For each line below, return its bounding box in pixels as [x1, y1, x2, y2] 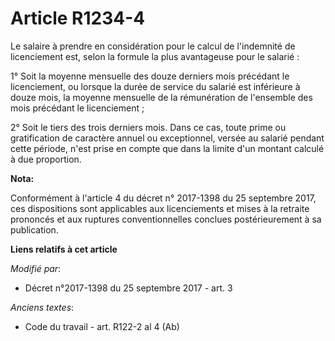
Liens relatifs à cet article [10, 243, 118, 255]
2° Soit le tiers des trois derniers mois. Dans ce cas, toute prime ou [10, 121, 287, 133]
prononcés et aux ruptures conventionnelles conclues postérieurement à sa [10, 213, 322, 225]
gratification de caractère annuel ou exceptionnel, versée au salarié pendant [10, 132, 325, 144]
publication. [10, 223, 59, 236]
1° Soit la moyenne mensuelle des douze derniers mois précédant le [10, 70, 290, 82]
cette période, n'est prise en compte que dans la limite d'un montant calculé [10, 142, 325, 154]
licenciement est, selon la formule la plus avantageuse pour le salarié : [10, 50, 300, 62]
